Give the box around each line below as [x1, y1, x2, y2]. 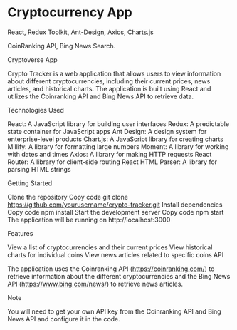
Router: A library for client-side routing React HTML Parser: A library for [7, 158, 218, 166]
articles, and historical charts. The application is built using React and [7, 84, 211, 93]
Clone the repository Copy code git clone [7, 192, 128, 201]
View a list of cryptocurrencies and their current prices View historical [7, 243, 213, 252]
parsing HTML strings [7, 165, 71, 173]
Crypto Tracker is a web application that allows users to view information [7, 69, 221, 78]
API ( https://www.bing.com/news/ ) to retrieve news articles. [7, 279, 184, 288]
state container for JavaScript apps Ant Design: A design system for [7, 127, 207, 135]
